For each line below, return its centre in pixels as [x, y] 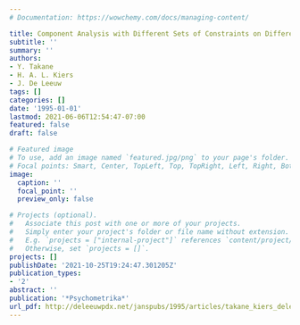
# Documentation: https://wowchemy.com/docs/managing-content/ [129, 17]
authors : [25, 59]
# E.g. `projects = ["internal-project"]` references [115, 240]
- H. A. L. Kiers [42, 75]
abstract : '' [33, 290]
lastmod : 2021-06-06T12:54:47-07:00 [77, 117]
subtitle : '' [33, 42]
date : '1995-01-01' [46, 108]
